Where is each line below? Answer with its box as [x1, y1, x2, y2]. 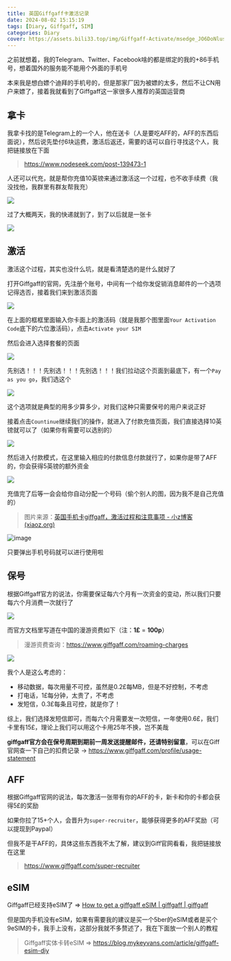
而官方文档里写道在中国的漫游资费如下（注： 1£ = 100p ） [7, 626, 168, 634]
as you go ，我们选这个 [7, 374, 71, 383]
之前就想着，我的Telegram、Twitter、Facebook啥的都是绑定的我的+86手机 [7, 56, 219, 64]
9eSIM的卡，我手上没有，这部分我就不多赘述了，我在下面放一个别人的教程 [7, 924, 219, 933]
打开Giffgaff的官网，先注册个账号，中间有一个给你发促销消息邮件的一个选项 [7, 279, 221, 288]
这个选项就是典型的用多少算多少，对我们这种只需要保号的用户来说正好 [7, 402, 206, 410]
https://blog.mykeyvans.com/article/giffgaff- [93, 939, 219, 947]
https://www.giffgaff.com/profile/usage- [88, 746, 202, 754]
